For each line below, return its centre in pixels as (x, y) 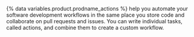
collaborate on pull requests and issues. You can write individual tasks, (94, 21)
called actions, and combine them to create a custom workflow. (85, 27)
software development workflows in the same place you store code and (95, 15)
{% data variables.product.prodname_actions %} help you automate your (97, 9)
